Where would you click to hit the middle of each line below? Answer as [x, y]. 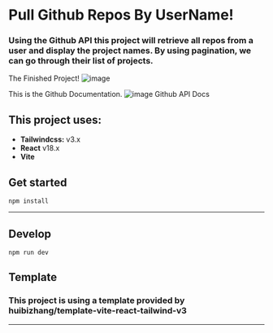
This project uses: [55, 120]
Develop [30, 234]
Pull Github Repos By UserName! [121, 15]
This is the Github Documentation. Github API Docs [109, 94]
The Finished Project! [44, 78]
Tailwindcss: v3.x [50, 139]
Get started [38, 182]
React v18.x [40, 148]
